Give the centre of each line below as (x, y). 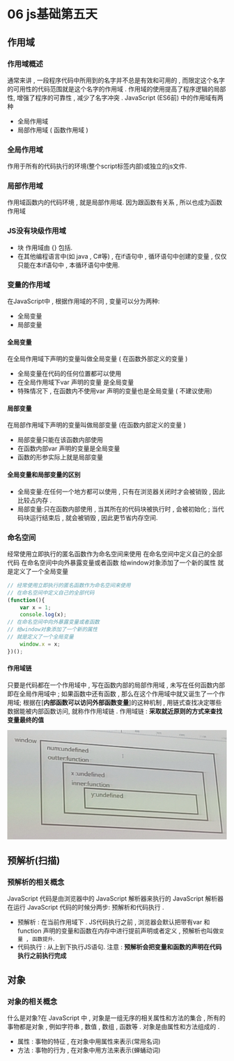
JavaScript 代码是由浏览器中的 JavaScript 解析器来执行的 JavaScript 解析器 (116, 899)
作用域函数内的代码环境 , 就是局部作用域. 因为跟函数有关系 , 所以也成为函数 (115, 202)
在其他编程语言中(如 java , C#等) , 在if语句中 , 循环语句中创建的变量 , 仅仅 (122, 256)
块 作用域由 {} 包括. (45, 247)
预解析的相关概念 (36, 882)
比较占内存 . (34, 500)
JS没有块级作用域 (37, 231)
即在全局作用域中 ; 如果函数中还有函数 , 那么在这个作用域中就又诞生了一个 (113, 694)
